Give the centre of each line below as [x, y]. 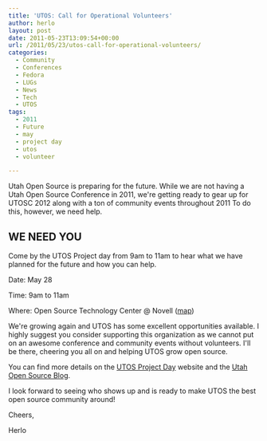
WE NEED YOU [45, 236]
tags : [17, 112]
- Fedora [30, 75]
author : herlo [32, 23]
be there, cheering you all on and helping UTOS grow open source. [118, 352]
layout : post [30, 30]
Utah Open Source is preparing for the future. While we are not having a [126, 186]
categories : [28, 53]
